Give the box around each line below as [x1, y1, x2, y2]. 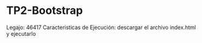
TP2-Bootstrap [6, 4, 83, 18]
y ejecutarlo [6, 30, 36, 37]
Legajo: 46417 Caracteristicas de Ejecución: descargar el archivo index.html [6, 24, 196, 31]
